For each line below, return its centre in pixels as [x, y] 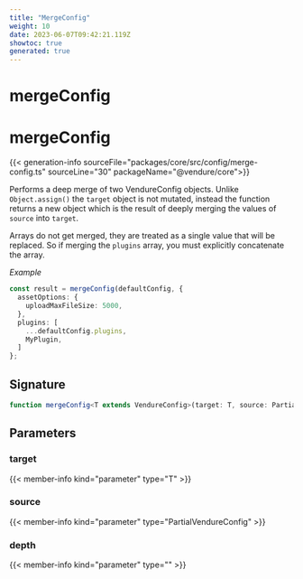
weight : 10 [30, 26]
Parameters [43, 433]
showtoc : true [36, 43]
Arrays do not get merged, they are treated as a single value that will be [142, 236]
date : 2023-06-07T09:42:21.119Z [70, 34]
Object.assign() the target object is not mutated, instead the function [140, 199]
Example [26, 273]
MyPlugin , [44, 340]
